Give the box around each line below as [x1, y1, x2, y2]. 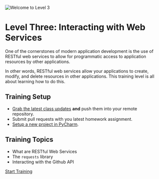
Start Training [5, 168, 33, 174]
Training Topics [5, 135, 54, 144]
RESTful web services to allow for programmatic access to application [5, 53, 147, 59]
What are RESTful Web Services [12, 148, 77, 154]
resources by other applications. [5, 59, 70, 65]
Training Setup [5, 93, 51, 101]
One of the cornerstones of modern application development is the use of [5, 48, 154, 54]
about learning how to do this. [5, 78, 66, 84]
